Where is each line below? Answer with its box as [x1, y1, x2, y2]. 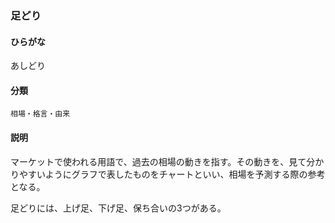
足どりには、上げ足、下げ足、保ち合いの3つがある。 [10, 202, 227, 214]
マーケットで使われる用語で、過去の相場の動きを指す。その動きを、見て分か [10, 155, 325, 167]
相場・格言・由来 [10, 109, 71, 119]
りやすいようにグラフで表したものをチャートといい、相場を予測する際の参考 [10, 168, 326, 180]
